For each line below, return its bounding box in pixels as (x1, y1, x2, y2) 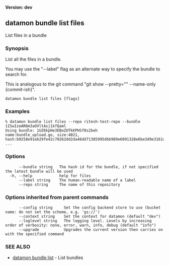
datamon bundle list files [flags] (5, 96, 80, 101)
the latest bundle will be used (5, 169, 73, 174)
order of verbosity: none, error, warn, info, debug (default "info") (5, 223, 156, 228)
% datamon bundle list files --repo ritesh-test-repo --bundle (5, 119, 141, 124)
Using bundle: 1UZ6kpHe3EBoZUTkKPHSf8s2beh (5, 128, 98, 133)
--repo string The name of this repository (18, 182, 121, 187)
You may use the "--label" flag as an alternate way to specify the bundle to (5, 66, 160, 72)
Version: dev (5, 5, 33, 10)
